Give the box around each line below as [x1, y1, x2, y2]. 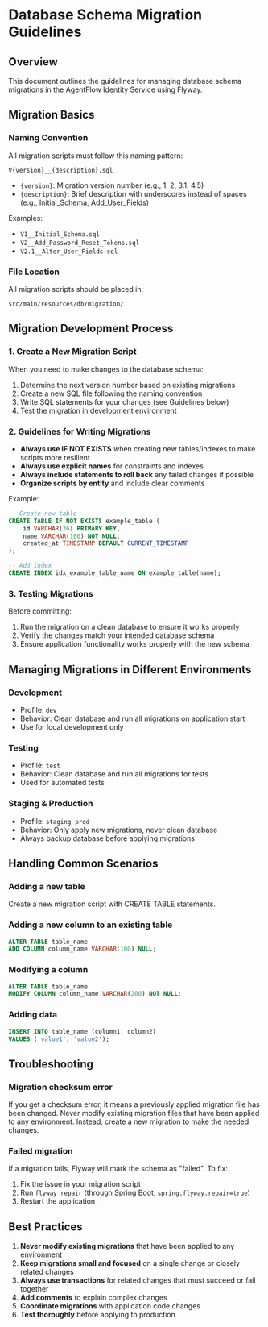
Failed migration [8, 1145, 73, 1156]
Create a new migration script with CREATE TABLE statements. [8, 899, 216, 909]
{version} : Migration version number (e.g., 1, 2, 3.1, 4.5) [19, 180, 204, 190]
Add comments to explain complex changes [19, 1292, 167, 1303]
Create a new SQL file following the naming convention [19, 389, 203, 398]
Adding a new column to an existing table [8, 919, 173, 930]
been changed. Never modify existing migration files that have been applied [8, 1109, 260, 1118]
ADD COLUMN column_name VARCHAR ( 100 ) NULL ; [8, 945, 157, 953]
